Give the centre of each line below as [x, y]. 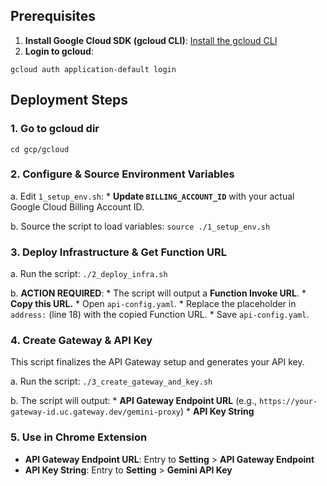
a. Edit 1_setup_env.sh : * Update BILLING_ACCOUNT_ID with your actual [152, 196]
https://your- [288, 402]
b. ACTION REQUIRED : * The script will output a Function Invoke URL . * [158, 293]
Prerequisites [53, 16]
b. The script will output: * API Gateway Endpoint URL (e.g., [133, 401]
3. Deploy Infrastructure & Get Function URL [119, 252]
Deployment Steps [69, 100]
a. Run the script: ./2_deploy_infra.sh [89, 274]
